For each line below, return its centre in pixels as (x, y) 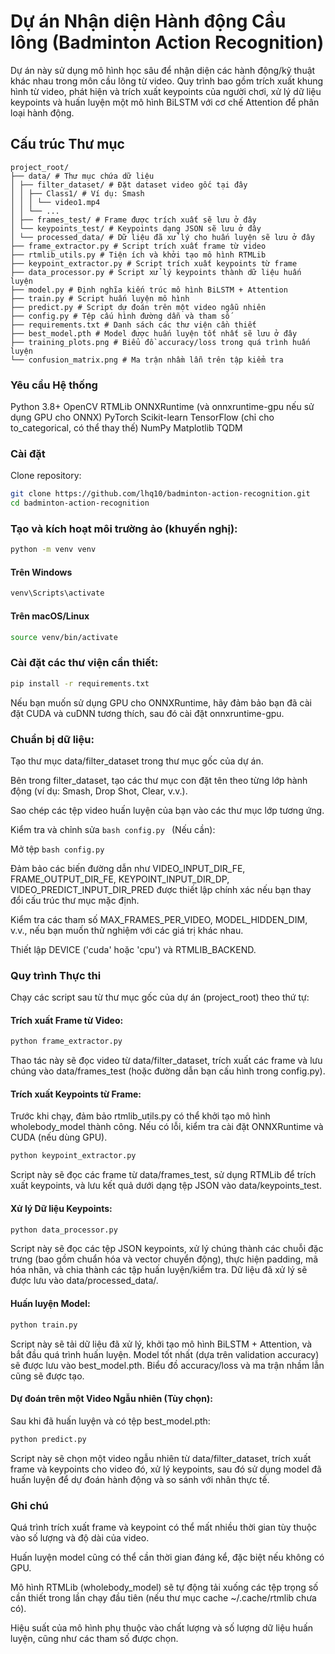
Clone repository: (46, 476)
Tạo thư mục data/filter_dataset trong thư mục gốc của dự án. (137, 761)
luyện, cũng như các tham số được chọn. (94, 1638)
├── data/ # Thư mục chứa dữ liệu (82, 176)
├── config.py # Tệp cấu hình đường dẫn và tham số (120, 316)
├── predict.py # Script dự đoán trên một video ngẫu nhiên (138, 307)
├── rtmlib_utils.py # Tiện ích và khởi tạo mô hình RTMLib (138, 255)
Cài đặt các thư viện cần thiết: (84, 663)
